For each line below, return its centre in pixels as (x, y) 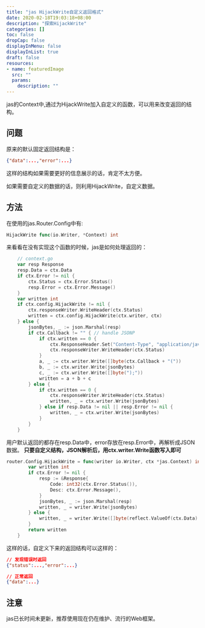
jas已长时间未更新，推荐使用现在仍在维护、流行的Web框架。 (82, 619)
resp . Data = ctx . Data (45, 270)
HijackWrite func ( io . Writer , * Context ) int (63, 235)
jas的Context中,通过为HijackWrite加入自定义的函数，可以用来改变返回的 (96, 104)
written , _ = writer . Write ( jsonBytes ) (88, 507)
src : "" (22, 75)
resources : (20, 63)
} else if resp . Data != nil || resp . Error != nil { (106, 407)
